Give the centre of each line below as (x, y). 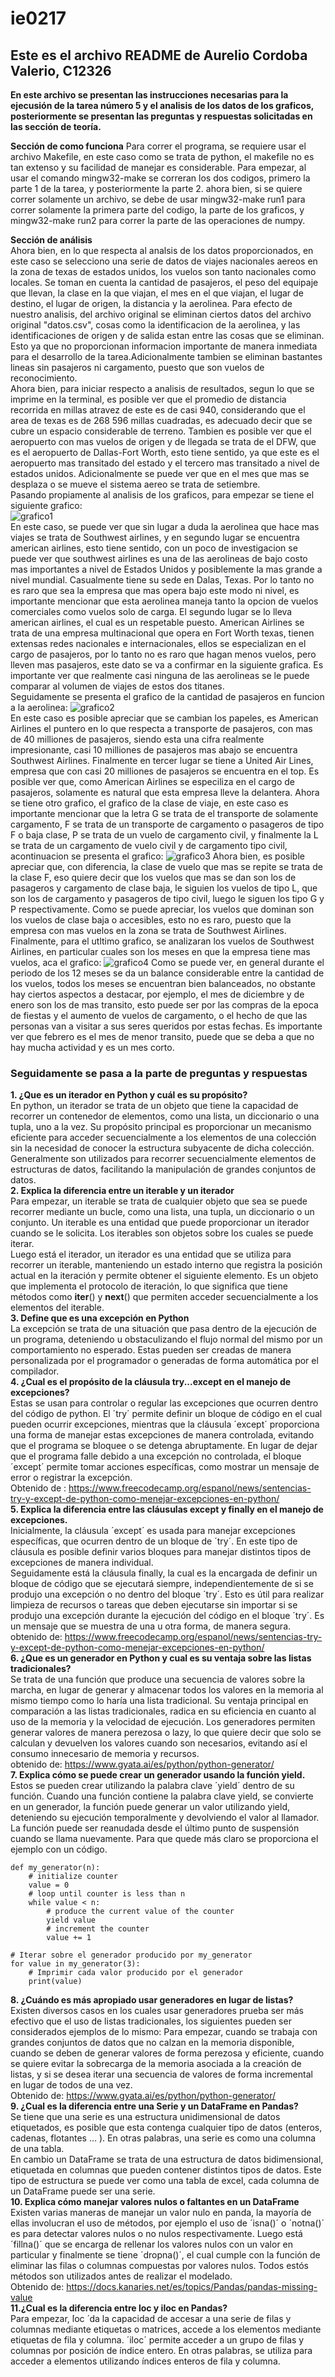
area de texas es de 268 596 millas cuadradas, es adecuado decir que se (161, 420)
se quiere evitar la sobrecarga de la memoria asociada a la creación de (156, 2064)
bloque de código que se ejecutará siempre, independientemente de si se (162, 1584)
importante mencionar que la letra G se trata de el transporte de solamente (164, 813)
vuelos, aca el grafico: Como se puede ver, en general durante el (167, 962)
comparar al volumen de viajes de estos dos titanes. (117, 686)
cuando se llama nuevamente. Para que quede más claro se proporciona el (164, 1839)
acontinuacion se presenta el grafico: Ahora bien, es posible (157, 856)
